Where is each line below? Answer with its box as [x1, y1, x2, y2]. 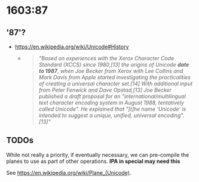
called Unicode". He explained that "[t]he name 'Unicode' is [38, 106, 186, 112]
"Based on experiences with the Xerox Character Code [38, 55, 174, 61]
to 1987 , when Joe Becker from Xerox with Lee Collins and [38, 67, 183, 75]
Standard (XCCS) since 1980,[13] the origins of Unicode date [38, 61, 189, 68]
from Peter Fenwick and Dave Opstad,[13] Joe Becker [38, 87, 172, 93]
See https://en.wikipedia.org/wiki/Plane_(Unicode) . [6, 169, 131, 176]
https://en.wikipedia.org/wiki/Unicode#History [14, 43, 129, 50]
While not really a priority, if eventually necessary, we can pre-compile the [6, 151, 189, 158]
